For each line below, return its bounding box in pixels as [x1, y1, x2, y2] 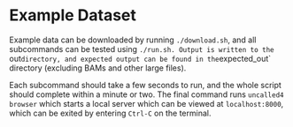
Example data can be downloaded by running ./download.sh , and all [9, 34, 257, 45]
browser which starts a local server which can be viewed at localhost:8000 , [9, 98, 284, 108]
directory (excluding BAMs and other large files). [9, 63, 187, 73]
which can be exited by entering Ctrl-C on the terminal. [9, 108, 212, 118]
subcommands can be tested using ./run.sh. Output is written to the [9, 43, 274, 54]
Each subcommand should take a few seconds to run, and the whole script [9, 79, 281, 90]
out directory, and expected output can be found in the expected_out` [9, 53, 272, 63]
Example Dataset [9, 5, 137, 26]
